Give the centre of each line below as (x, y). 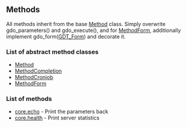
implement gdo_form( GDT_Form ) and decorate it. (66, 36)
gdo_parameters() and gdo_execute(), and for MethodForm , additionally (94, 30)
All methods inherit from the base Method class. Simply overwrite (86, 24)
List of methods (29, 99)
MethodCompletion (38, 71)
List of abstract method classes (52, 51)
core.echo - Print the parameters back (61, 112)
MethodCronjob (34, 77)
